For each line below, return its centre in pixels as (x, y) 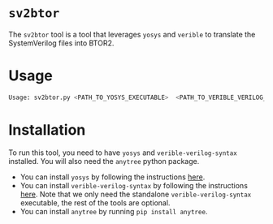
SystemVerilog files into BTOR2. (61, 43)
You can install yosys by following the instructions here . (113, 177)
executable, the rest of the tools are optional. (95, 202)
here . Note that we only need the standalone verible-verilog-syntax (136, 194)
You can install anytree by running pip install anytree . (114, 211)
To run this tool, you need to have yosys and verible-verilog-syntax (123, 153)
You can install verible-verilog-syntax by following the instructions (134, 185)
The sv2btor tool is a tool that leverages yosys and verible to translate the (132, 34)
